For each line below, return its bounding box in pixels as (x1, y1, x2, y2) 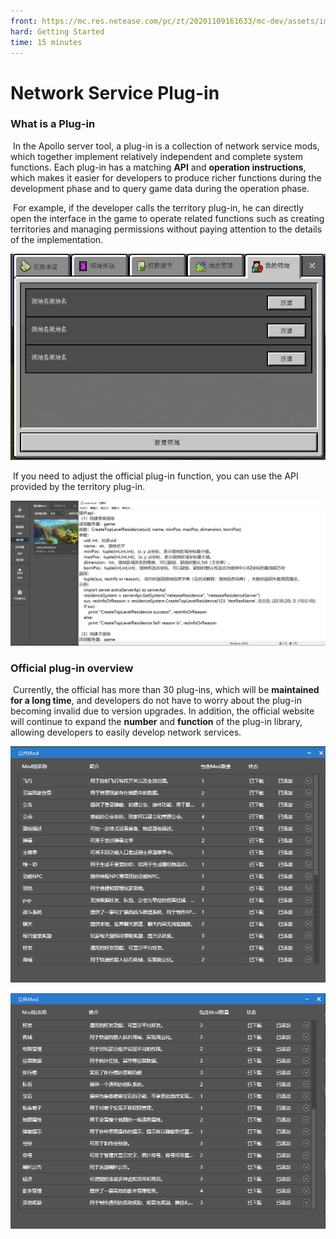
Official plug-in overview (10, 661, 134, 675)
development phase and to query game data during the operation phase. (10, 182, 310, 194)
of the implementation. (10, 233, 104, 245)
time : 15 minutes (10, 37, 83, 47)
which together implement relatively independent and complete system (10, 150, 304, 162)
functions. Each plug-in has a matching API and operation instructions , (10, 161, 307, 173)
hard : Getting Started (10, 26, 105, 37)
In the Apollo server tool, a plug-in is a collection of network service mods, (12, 140, 320, 152)
